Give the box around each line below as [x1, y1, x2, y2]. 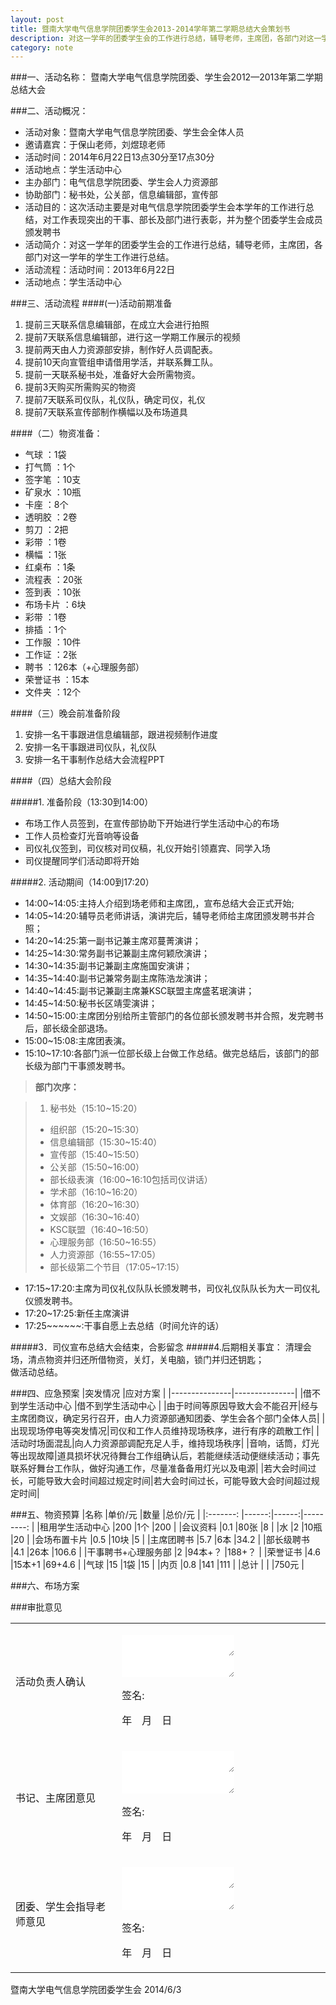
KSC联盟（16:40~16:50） [49, 1224, 155, 1236]
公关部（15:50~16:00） [49, 1161, 145, 1173]
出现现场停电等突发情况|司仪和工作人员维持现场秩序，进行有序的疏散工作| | [10, 1425, 320, 1437]
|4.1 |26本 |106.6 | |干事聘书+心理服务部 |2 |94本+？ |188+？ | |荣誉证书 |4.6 [10, 1546, 321, 1558]
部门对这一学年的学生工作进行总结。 [24, 251, 175, 263]
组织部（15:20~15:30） [49, 1124, 145, 1136]
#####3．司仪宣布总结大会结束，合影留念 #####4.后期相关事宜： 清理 [10, 1341, 303, 1353]
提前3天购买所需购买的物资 [24, 381, 137, 393]
